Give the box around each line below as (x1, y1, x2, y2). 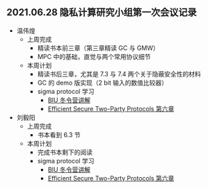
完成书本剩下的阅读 (37, 148, 93, 156)
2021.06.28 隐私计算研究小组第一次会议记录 (6, 6, 198, 19)
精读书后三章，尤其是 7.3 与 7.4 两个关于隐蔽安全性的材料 (37, 69, 201, 78)
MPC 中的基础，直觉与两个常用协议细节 (37, 52, 151, 60)
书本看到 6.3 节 (37, 131, 81, 139)
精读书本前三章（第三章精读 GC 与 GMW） (37, 44, 159, 52)
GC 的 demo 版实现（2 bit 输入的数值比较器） (37, 79, 168, 87)
